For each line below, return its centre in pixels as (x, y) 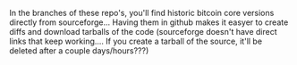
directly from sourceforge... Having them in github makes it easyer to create (149, 22)
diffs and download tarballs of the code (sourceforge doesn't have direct (143, 32)
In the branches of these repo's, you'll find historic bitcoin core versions (142, 13)
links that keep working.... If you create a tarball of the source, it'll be (136, 41)
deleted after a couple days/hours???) (79, 51)
